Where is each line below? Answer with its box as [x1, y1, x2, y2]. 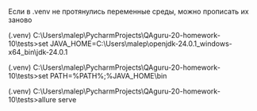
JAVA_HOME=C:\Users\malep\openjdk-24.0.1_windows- [50, 39, 232, 48]
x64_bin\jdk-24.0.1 [8, 48, 68, 56]
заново [8, 15, 33, 25]
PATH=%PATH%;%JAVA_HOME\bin [50, 71, 167, 80]
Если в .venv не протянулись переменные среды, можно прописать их [8, 7, 249, 16]
